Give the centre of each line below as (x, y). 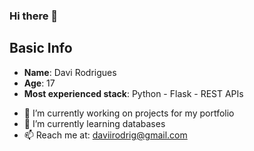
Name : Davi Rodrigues (70, 72)
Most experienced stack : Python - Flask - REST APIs (133, 93)
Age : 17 (39, 83)
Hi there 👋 (34, 16)
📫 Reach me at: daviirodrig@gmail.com (105, 135)
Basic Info (41, 48)
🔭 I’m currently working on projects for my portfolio (129, 113)
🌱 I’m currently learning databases (94, 123)
